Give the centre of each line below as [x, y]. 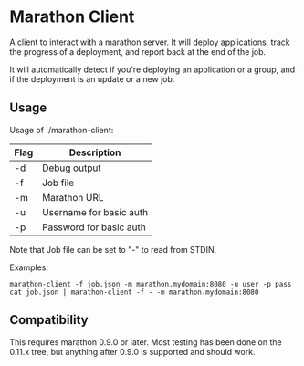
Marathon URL [73, 197]
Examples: [29, 267]
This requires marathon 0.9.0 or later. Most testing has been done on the [146, 342]
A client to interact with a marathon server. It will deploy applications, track [150, 42]
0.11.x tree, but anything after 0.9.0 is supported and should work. [132, 351]
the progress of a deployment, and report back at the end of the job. [138, 51]
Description [95, 152]
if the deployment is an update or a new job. [92, 78]
